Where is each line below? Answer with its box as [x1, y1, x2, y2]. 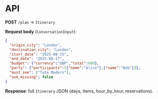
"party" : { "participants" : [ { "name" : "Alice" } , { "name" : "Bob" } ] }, [9, 66, 141, 71]
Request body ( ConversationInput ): [5, 28, 77, 34]
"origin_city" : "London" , [9, 43, 62, 48]
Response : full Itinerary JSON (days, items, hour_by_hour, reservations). [5, 88, 154, 94]
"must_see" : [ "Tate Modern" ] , [9, 70, 71, 75]
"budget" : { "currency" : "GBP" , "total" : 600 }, [9, 61, 99, 66]
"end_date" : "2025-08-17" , [9, 56, 64, 61]
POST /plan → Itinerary [5, 19, 55, 25]
